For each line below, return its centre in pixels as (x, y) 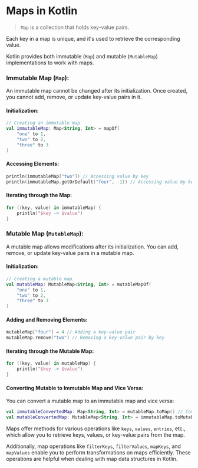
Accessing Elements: (33, 164)
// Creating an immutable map (43, 123)
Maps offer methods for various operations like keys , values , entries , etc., (96, 428)
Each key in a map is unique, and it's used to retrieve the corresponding (93, 38)
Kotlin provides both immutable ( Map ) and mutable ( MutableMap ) (82, 56)
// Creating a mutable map (39, 279)
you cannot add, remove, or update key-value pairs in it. (74, 97)
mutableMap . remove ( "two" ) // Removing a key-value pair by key (85, 338)
